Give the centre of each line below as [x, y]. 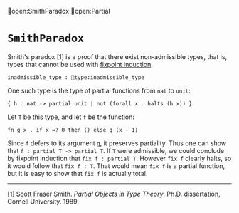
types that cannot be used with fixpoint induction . [80, 64]
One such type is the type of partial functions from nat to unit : [99, 90]
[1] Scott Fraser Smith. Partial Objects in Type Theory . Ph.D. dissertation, [114, 194]
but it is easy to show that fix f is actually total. [78, 173]
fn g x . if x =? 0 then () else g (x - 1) [73, 130]
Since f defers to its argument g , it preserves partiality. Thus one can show [117, 143]
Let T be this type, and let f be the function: [71, 117]
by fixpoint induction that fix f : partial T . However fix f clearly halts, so [119, 158]
